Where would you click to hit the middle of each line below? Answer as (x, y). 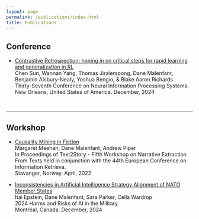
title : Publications (32, 22)
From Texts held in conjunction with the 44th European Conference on (100, 161)
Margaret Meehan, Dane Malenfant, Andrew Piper (75, 148)
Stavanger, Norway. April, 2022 (53, 173)
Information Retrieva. (40, 167)
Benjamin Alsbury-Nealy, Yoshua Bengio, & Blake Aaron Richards (94, 80)
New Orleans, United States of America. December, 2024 (85, 92)
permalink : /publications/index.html (53, 17)
